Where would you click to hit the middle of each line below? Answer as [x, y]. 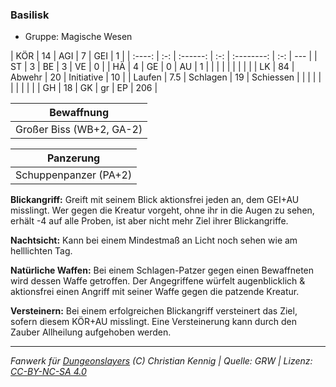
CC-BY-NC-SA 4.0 [48, 372]
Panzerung [73, 158]
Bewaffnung [79, 113]
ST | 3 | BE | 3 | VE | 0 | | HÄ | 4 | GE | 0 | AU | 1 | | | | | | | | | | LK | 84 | [152, 67]
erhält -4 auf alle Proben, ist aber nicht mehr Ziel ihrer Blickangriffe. [149, 221]
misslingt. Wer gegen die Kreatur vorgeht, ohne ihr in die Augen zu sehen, [162, 210]
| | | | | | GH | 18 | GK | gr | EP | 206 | [84, 88]
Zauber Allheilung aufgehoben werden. [91, 332]
